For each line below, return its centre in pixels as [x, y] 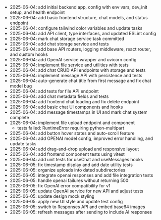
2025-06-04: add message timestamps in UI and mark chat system [79, 112]
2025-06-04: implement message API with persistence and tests [76, 75]
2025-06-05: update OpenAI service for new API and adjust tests [77, 191]
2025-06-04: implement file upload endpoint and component [72, 123]
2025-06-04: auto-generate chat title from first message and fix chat [80, 81]
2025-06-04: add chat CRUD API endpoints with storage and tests [78, 70]
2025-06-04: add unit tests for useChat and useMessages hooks [76, 159]
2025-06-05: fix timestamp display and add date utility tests [71, 165]
